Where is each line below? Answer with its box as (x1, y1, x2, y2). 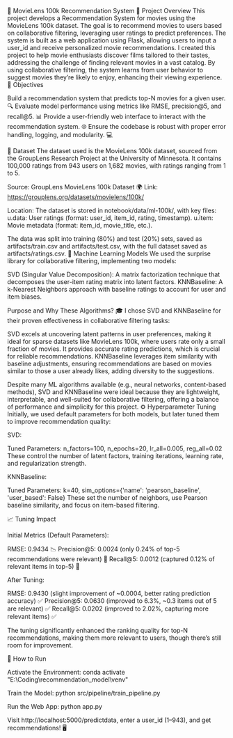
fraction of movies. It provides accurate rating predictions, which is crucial (7, 345, 220, 353)
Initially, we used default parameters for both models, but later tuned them (7, 410, 220, 418)
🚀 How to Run (7, 654, 47, 663)
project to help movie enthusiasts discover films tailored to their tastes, (7, 51, 211, 59)
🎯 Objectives (7, 81, 44, 88)
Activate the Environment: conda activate (7, 668, 125, 676)
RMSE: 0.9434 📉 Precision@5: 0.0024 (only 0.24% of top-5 (7, 545, 180, 553)
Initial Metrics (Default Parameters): (7, 531, 109, 539)
